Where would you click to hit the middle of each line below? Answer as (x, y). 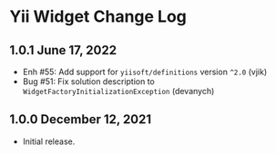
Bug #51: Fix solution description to (88, 82)
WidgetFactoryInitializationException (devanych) (118, 91)
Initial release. (49, 141)
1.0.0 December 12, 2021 (81, 120)
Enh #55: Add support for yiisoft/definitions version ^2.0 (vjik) (144, 72)
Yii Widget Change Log (98, 17)
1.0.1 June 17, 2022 (63, 50)
